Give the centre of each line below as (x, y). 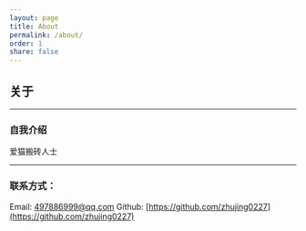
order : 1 (26, 43)
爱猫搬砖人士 (33, 152)
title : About (34, 26)
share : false (34, 52)
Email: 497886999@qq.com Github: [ (79, 206)
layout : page (34, 18)
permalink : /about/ (46, 35)
